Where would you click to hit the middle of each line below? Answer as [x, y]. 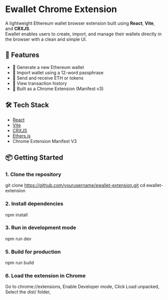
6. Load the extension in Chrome [46, 276]
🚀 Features [22, 55]
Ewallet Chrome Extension [61, 9]
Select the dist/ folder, [28, 292]
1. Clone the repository [33, 174]
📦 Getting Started [34, 157]
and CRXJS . [18, 28]
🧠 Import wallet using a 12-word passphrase [58, 72]
